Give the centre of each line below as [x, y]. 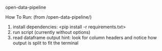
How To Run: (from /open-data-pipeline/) [49, 17]
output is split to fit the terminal [45, 43]
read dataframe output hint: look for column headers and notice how [85, 38]
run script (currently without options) [51, 32]
